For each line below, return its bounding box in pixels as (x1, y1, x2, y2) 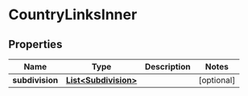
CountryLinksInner (8, 6, 138, 24)
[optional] (198, 74, 236, 86)
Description (144, 62, 191, 72)
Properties (8, 38, 63, 51)
